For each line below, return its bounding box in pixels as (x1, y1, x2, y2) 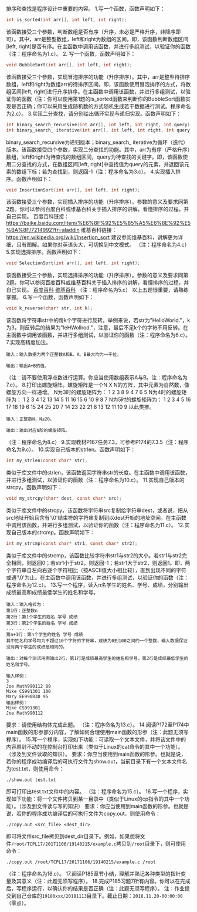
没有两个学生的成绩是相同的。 (6, 644, 67, 650)
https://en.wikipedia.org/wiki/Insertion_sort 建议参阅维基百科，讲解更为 (6, 234, 178, 241)
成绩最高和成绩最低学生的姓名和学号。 (6, 588, 98, 595)
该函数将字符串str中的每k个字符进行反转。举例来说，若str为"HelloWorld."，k (6, 317, 191, 324)
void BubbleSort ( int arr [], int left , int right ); (6, 62, 133, 68)
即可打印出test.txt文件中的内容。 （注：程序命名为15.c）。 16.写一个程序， (6, 788, 184, 795)
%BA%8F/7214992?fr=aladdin (6, 227, 80, 234)
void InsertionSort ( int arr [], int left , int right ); (6, 187, 141, 193)
